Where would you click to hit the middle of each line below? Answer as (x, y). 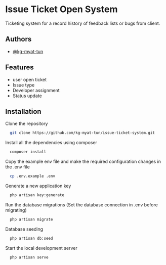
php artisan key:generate (37, 195)
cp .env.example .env (33, 176)
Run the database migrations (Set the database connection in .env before (81, 205)
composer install (28, 152)
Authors (18, 39)
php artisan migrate (31, 219)
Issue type (24, 85)
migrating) (16, 210)
